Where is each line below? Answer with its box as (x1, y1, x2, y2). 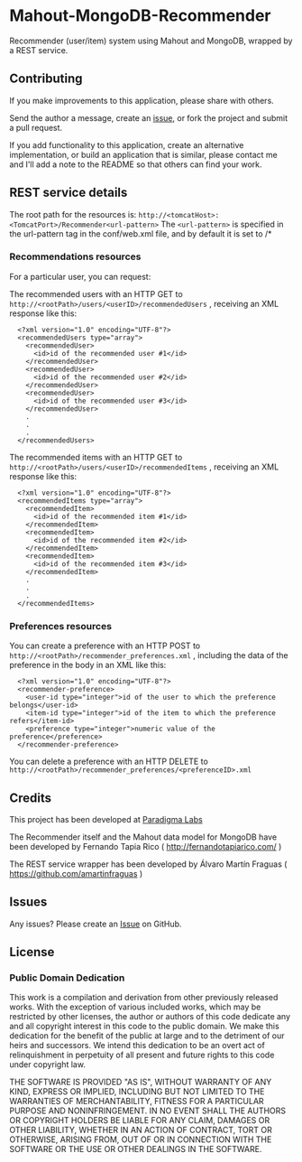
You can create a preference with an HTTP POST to (9, 640, 201, 651)
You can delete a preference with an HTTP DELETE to (9, 756, 209, 767)
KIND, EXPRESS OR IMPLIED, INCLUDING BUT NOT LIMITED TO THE (9, 1086, 265, 1097)
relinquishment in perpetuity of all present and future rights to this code (9, 1049, 275, 1061)
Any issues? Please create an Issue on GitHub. (9, 918, 182, 929)
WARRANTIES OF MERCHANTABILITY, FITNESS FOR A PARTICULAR (9, 1096, 264, 1107)
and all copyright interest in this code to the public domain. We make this (9, 1021, 279, 1032)
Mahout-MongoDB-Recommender (9, 5, 271, 26)
